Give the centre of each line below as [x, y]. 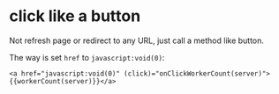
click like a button [75, 16]
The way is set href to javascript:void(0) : [87, 57]
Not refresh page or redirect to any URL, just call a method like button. [137, 40]
